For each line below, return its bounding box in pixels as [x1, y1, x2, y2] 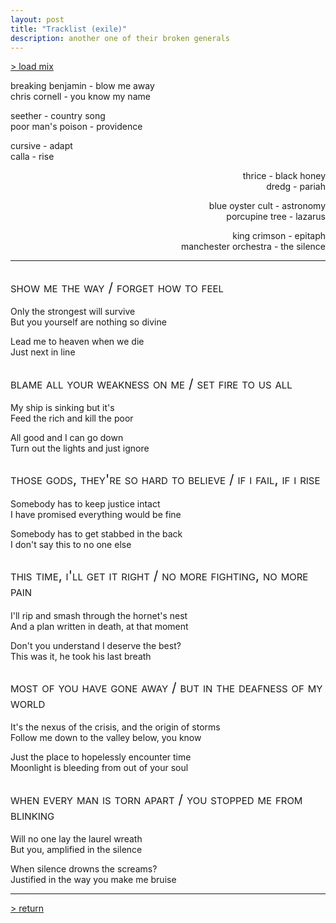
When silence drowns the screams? [10, 863, 158, 875]
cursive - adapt [10, 140, 73, 152]
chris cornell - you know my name [10, 91, 151, 103]
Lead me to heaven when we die [10, 336, 145, 348]
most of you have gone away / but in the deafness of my [10, 679, 323, 696]
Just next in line [10, 346, 76, 358]
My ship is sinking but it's [10, 402, 115, 413]
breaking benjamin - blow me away [10, 80, 155, 92]
